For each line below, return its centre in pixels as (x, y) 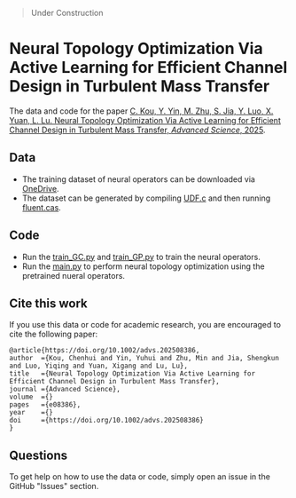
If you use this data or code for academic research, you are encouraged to (145, 325)
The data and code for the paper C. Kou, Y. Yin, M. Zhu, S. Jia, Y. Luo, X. (141, 111)
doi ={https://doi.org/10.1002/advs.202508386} (106, 421)
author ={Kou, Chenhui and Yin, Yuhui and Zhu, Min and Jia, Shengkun (144, 359)
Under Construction (67, 13)
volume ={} (31, 397)
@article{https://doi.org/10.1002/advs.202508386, (105, 351)
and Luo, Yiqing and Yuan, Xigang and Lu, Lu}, (99, 366)
